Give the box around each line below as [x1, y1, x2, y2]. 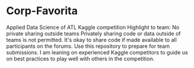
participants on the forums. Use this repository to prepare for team [6, 43, 170, 50]
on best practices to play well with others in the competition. [6, 55, 155, 62]
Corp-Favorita [6, 4, 78, 18]
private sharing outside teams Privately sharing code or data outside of [6, 30, 181, 37]
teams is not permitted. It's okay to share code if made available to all [6, 36, 177, 43]
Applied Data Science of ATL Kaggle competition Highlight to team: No [6, 24, 180, 31]
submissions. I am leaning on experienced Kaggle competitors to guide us [6, 48, 188, 56]
